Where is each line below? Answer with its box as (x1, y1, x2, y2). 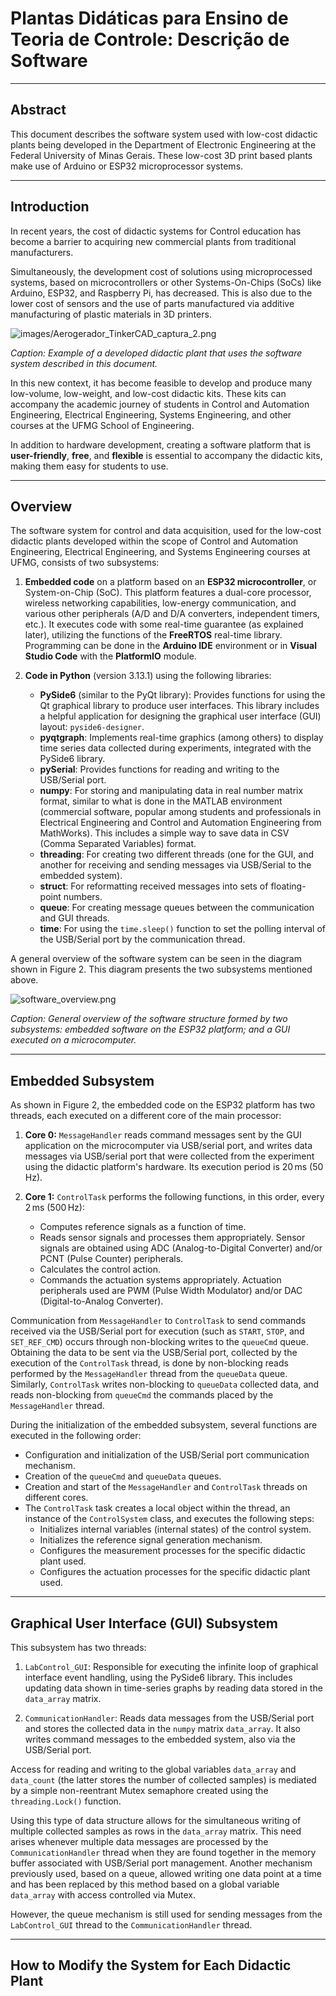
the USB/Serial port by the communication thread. (39, 933, 246, 946)
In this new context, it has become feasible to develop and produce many (10, 377, 313, 389)
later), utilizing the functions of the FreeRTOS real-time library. (24, 629, 283, 641)
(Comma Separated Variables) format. (39, 838, 197, 850)
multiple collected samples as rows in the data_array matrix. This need (10, 1825, 302, 1837)
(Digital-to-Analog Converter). (39, 1295, 164, 1307)
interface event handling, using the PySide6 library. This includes (24, 1672, 293, 1683)
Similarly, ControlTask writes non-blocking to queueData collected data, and (10, 1378, 320, 1391)
